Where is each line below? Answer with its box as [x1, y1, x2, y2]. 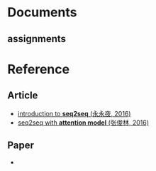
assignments [7, 33, 66, 45]
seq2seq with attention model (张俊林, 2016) [17, 118, 150, 127]
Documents [7, 4, 77, 21]
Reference [7, 61, 69, 77]
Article [7, 90, 38, 102]
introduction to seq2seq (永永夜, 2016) [17, 109, 131, 118]
